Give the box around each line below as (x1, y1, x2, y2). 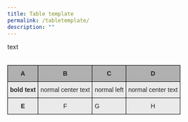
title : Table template (7, 10, 74, 18)
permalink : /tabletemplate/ (7, 17, 90, 24)
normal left (94, 86, 124, 94)
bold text (10, 86, 37, 94)
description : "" (7, 23, 55, 30)
